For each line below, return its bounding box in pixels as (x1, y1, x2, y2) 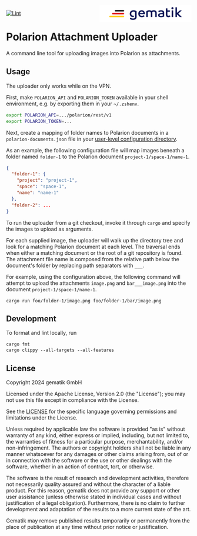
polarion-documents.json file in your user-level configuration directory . (6, 135, 178, 142)
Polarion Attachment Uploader (6, 31, 158, 44)
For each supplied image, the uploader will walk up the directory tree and (6, 237, 183, 244)
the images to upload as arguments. (6, 225, 93, 232)
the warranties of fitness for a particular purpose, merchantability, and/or (6, 438, 183, 445)
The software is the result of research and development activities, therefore (6, 475, 189, 482)
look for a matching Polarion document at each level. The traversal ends (6, 243, 181, 250)
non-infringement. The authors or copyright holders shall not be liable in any (6, 444, 191, 451)
